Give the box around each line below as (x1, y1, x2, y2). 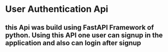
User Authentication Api (5, 3, 109, 15)
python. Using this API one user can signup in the (5, 31, 163, 39)
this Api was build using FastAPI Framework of (5, 23, 154, 32)
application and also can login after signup (5, 39, 141, 47)
